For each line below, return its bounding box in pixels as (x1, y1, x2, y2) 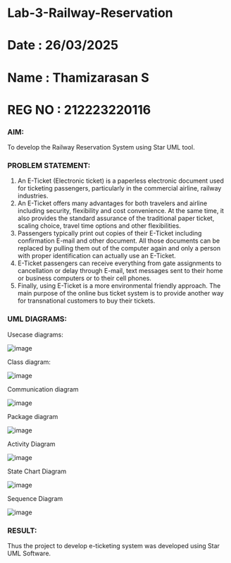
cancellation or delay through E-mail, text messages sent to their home (17, 267, 223, 275)
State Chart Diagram (7, 467, 67, 476)
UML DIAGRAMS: (7, 314, 67, 324)
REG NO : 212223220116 (7, 102, 151, 118)
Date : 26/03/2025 (7, 37, 118, 54)
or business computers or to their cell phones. (17, 274, 151, 283)
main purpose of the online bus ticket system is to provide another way (17, 289, 224, 298)
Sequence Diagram (7, 494, 63, 502)
